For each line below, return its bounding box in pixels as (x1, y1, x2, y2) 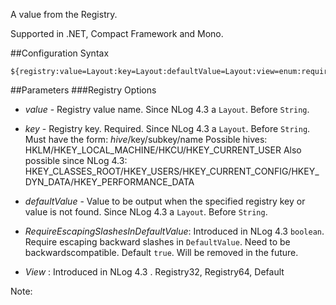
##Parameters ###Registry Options (10, 84, 157, 96)
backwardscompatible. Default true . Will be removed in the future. (24, 247, 299, 258)
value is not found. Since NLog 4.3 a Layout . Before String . (24, 206, 268, 218)
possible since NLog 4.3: (24, 155, 128, 166)
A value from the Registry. (10, 9, 118, 20)
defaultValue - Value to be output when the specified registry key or (24, 195, 306, 207)
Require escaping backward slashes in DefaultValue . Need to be (24, 236, 291, 248)
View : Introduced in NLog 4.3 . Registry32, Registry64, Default (24, 266, 285, 278)
